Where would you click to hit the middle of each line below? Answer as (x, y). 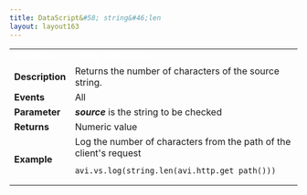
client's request (108, 153)
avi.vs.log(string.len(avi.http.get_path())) (175, 170)
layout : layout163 (44, 26)
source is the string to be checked (148, 112)
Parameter (37, 112)
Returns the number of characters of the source (177, 71)
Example (33, 159)
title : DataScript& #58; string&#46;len (85, 18)
